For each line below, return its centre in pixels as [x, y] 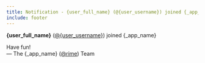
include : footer [27, 18]
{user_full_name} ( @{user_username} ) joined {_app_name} [81, 35]
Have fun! [19, 47]
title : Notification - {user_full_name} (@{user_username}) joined [94, 12]
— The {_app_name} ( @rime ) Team [50, 53]
